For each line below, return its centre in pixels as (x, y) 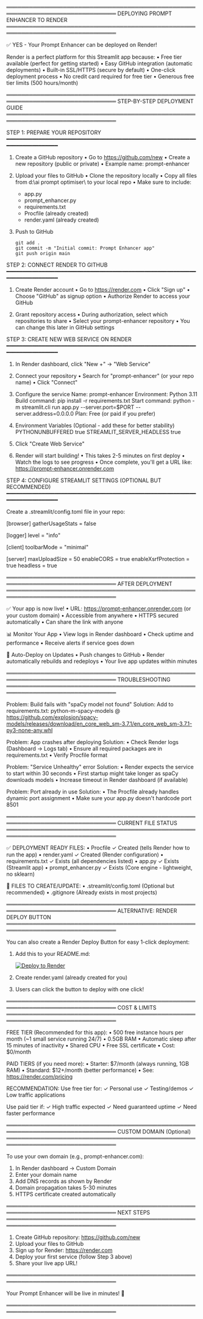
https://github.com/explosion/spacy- (52, 717)
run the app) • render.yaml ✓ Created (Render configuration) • (85, 855)
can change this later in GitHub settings (65, 327)
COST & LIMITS (137, 1007)
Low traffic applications (36, 1095)
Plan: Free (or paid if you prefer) (115, 414)
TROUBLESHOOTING (144, 679)
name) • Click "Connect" (46, 382)
